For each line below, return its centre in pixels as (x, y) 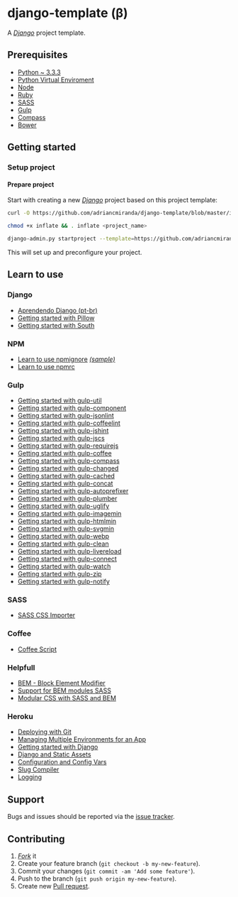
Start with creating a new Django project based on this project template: (113, 200)
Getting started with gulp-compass (69, 461)
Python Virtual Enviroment (56, 79)
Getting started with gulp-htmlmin (67, 521)
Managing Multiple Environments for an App (82, 739)
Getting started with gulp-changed (68, 468)
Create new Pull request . (53, 886)
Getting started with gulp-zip (59, 574)
